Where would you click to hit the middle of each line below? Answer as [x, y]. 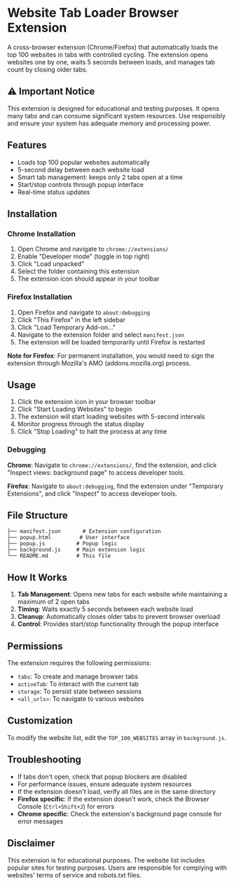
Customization [40, 721]
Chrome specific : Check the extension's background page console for [119, 814]
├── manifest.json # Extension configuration [84, 531]
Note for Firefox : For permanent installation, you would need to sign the [111, 356]
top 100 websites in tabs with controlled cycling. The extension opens [108, 55]
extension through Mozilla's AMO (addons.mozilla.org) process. [99, 363]
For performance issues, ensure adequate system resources [104, 784]
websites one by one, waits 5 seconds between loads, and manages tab [111, 62]
